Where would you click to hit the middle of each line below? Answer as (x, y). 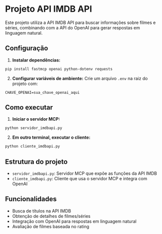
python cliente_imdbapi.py (33, 147)
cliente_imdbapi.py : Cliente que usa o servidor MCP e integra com (80, 179)
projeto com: (25, 84)
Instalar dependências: (36, 60)
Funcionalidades (31, 199)
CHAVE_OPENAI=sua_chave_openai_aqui (42, 92)
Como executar (29, 108)
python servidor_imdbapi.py (34, 128)
